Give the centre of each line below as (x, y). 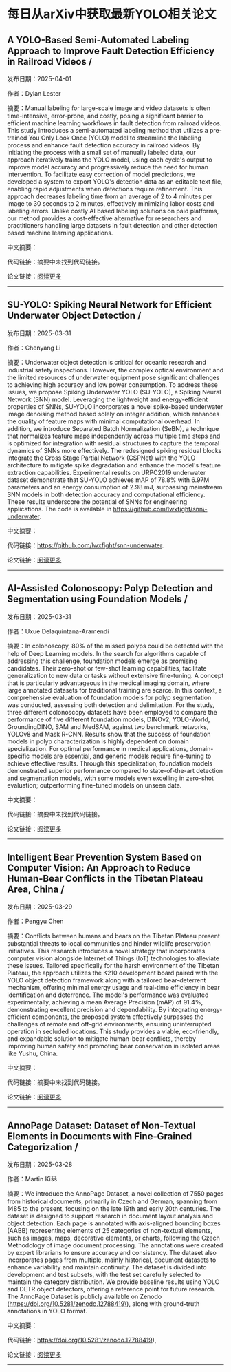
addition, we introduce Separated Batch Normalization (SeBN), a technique (113, 428)
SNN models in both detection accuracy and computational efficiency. (106, 494)
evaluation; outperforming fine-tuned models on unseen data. (95, 785)
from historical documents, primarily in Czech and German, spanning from (112, 1201)
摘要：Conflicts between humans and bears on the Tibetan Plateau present (113, 936)
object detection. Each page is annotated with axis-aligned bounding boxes (114, 1223)
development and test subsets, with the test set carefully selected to (104, 1275)
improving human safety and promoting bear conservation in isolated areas (113, 1046)
